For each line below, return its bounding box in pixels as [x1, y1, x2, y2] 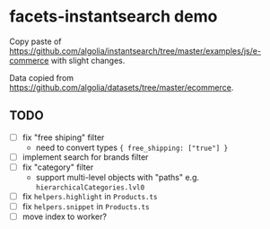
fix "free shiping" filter [22, 132, 105, 143]
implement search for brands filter [22, 151, 149, 163]
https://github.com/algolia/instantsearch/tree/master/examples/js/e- [9, 45, 262, 56]
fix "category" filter [22, 162, 94, 172]
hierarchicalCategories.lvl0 [35, 182, 145, 192]
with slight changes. [50, 55, 126, 66]
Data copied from [9, 72, 74, 83]
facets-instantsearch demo [9, 6, 218, 27]
